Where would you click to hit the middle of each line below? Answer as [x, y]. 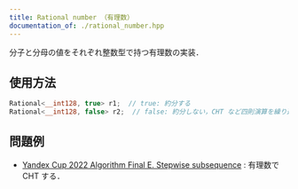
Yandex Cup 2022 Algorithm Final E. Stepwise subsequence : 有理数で [150, 164]
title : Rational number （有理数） [72, 17]
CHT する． [43, 176]
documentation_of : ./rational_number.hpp [87, 26]
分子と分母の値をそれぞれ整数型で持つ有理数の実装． [106, 52]
